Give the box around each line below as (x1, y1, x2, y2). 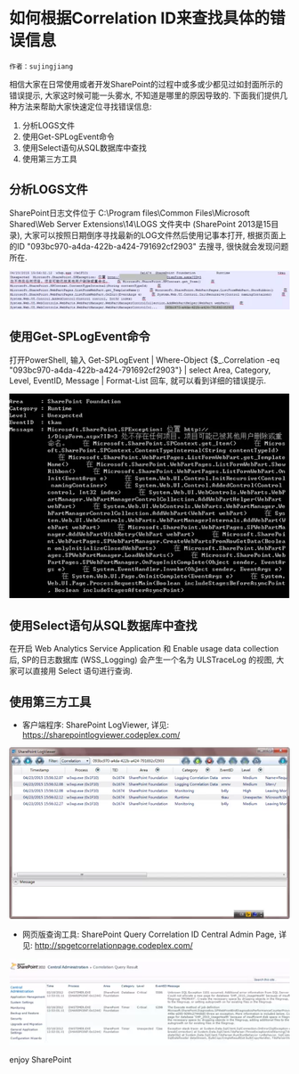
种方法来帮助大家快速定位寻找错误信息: (9, 101, 153, 111)
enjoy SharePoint (9, 1054, 72, 1065)
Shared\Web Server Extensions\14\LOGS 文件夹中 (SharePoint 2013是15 (9, 218, 271, 229)
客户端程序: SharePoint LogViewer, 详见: (21, 719, 170, 731)
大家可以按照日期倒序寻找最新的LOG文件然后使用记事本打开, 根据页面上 (24, 229, 287, 241)
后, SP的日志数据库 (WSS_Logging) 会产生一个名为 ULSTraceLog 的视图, (9, 654, 274, 665)
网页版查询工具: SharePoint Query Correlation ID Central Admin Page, (21, 929, 278, 939)
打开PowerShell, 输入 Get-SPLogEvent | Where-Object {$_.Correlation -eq (9, 354, 280, 365)
